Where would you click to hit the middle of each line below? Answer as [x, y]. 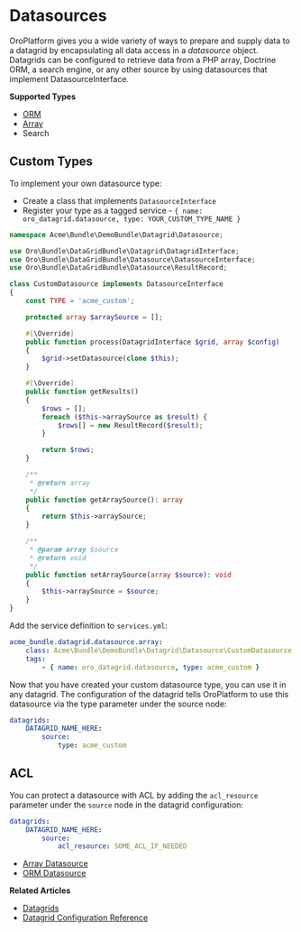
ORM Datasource [54, 873]
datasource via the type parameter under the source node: [118, 704]
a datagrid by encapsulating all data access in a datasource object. [134, 50]
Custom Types [51, 162]
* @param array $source [74, 549]
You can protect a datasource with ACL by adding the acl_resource [134, 795]
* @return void [58, 558]
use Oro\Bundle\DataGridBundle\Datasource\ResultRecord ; [119, 268]
